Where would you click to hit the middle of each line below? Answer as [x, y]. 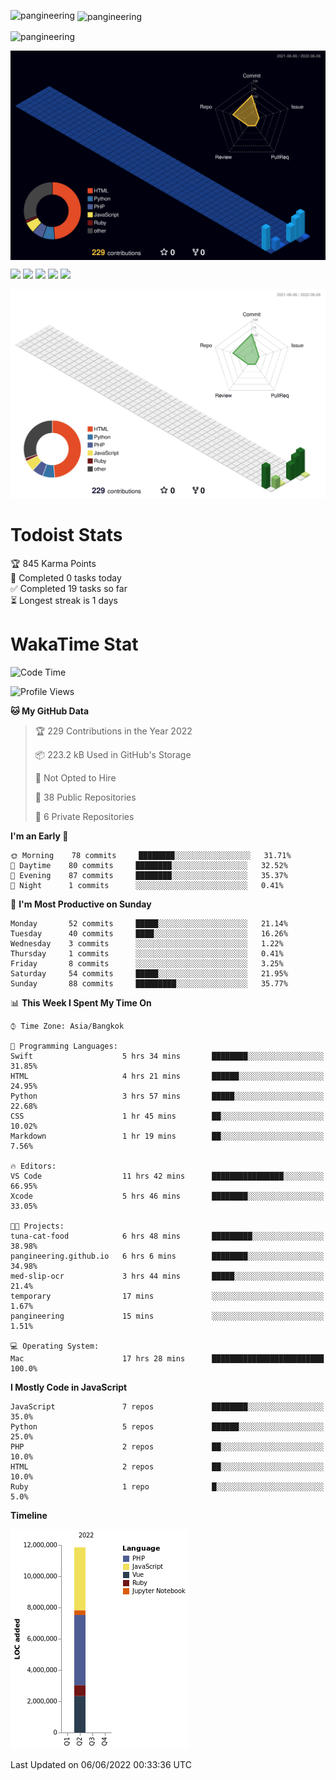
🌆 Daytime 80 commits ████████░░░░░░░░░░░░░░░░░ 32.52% [149, 865]
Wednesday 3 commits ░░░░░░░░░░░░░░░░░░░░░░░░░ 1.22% [147, 943]
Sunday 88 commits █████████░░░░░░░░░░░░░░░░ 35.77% [149, 983]
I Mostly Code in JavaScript [69, 1387]
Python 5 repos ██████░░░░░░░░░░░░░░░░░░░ [167, 1426]
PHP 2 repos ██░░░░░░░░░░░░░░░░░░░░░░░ [167, 1446]
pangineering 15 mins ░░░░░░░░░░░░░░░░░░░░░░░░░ [167, 1316]
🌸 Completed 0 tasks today [66, 577]
